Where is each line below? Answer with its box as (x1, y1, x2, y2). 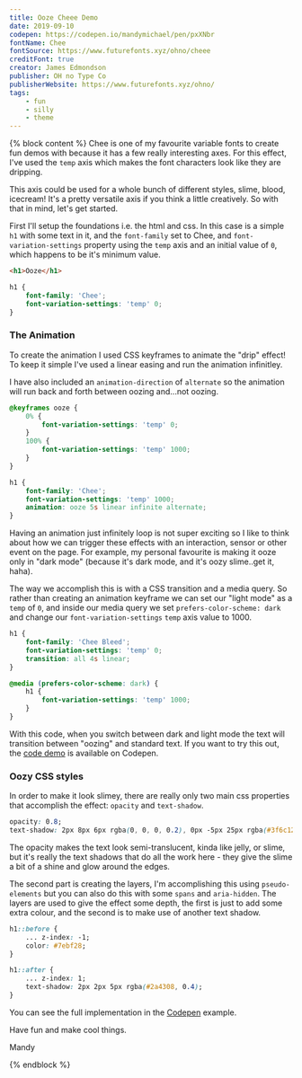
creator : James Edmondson (9, 64, 106, 73)
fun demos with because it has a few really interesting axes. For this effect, (9, 147, 288, 158)
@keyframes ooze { (9, 403, 78, 412)
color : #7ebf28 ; (25, 941, 87, 950)
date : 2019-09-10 (9, 22, 75, 31)
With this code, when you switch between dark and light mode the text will (9, 729, 286, 739)
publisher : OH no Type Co (9, 72, 106, 81)
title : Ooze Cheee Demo (9, 13, 99, 22)
